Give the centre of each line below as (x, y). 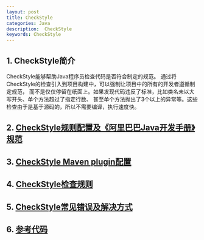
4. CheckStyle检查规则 (50, 184)
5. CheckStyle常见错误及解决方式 (69, 207)
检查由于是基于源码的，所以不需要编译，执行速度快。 (73, 106)
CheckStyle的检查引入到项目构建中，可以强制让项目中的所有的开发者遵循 (98, 84)
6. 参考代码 (27, 229)
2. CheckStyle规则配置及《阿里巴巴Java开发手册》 (101, 128)
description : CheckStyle (39, 29)
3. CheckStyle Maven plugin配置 (69, 162)
